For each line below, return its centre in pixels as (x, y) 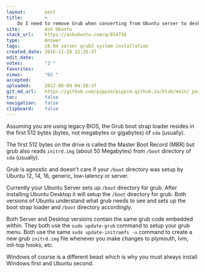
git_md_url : (21, 92)
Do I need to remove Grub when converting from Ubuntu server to (102, 23)
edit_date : (20, 57)
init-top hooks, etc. (30, 244)
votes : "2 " (31, 63)
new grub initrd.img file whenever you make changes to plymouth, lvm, (98, 238)
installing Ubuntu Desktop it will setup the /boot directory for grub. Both (96, 194)
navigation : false (33, 103)
